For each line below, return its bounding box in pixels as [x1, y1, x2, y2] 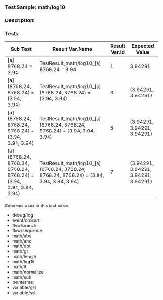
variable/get [12, 284, 36, 291]
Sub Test [10, 46, 32, 53]
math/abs [12, 233, 32, 239]
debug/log [12, 212, 33, 218]
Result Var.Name [52, 46, 92, 53]
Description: [5, 17, 35, 23]
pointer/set [12, 280, 34, 285]
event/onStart [12, 217, 40, 223]
